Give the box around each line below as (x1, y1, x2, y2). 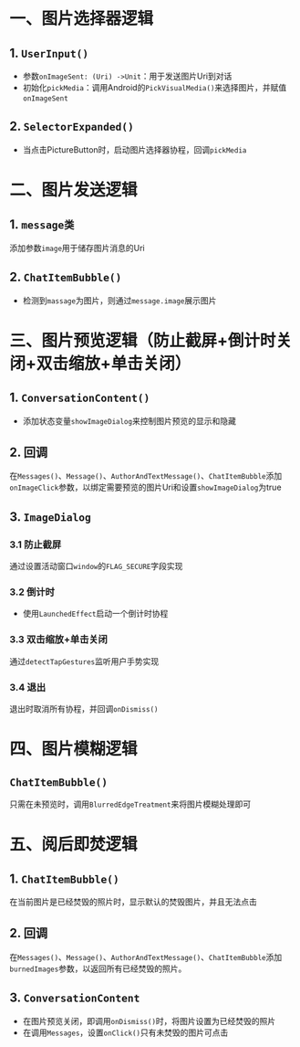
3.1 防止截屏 (9, 538, 62, 551)
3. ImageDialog (9, 509, 91, 524)
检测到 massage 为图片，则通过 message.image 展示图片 (22, 294, 217, 306)
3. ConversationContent (9, 990, 140, 1006)
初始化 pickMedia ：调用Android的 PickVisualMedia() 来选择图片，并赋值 (22, 82, 287, 92)
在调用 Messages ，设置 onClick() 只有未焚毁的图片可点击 (22, 1027, 229, 1038)
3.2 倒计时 (9, 586, 55, 598)
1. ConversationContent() (9, 390, 150, 406)
